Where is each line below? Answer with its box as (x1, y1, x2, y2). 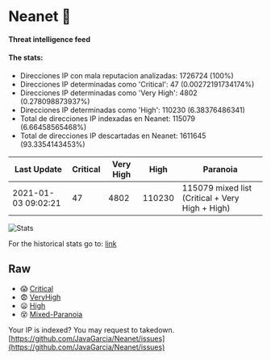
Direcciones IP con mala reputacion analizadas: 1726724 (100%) (19, 70, 234, 80)
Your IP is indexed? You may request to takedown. (8, 324, 175, 334)
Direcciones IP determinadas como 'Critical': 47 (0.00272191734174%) (19, 79, 255, 89)
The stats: (8, 52, 44, 63)
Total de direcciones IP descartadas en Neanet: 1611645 (19, 131, 206, 140)
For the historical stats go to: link (8, 238, 117, 249)
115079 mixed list (181, 182, 252, 193)
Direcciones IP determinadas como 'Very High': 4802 (19, 88, 198, 98)
